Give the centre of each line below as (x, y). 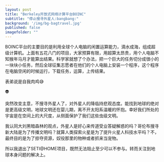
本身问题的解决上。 (28, 155)
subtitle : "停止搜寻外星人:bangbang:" (42, 19)
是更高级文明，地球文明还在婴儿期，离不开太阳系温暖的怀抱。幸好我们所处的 (82, 110)
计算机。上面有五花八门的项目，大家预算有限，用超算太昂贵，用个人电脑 (82, 53)
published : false (23, 28)
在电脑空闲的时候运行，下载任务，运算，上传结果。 (56, 71)
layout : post (18, 10)
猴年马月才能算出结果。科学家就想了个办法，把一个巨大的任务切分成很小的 (84, 59)
